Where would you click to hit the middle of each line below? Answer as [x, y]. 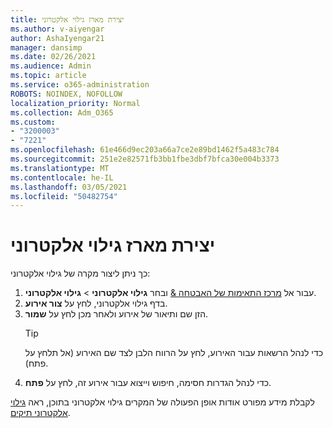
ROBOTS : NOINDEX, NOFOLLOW [66, 94]
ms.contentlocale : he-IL [62, 177]
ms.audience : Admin [51, 66]
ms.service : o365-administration [80, 85]
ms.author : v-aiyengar [57, 29]
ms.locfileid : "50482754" [64, 196]
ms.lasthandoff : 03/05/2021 [69, 187]
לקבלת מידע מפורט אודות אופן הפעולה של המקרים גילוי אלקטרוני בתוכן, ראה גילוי [162, 402]
